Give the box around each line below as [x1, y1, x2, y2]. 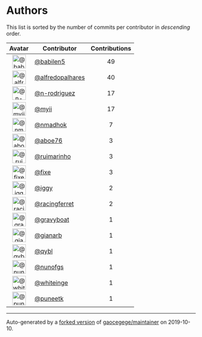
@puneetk [34, 294, 64, 303]
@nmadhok [34, 120, 67, 129]
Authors [6, 4, 48, 17]
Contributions [90, 44, 132, 52]
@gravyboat [34, 215, 70, 223]
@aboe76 [34, 136, 63, 144]
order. [6, 29, 21, 37]
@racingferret [34, 199, 74, 208]
